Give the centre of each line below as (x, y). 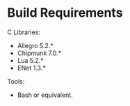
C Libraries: (24, 32)
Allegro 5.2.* (35, 45)
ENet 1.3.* (32, 68)
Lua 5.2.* (30, 60)
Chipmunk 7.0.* (39, 53)
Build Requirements (65, 13)
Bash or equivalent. (45, 95)
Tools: (16, 81)
